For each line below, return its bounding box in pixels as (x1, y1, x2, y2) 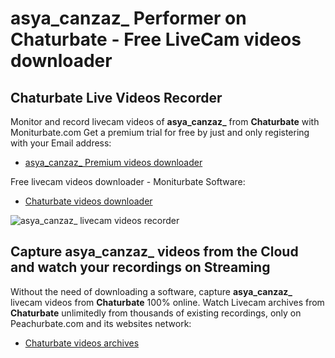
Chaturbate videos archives (24, 337, 140, 349)
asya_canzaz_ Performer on (10, 7, 247, 30)
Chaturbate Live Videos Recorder (10, 89, 223, 106)
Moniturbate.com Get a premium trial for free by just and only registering (10, 127, 310, 138)
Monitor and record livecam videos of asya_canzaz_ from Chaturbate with (10, 116, 320, 127)
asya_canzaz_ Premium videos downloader (24, 157, 203, 168)
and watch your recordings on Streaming (10, 259, 271, 276)
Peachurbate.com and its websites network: (10, 317, 192, 329)
